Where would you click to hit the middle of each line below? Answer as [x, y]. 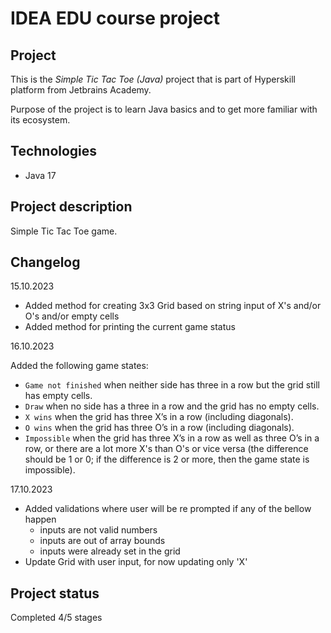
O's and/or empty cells [72, 316]
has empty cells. [58, 396]
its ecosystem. [40, 120]
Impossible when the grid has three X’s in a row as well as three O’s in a [172, 438]
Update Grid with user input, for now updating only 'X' [136, 562]
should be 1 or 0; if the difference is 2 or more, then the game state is [167, 459]
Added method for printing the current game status [130, 327]
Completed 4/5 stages [56, 618]
